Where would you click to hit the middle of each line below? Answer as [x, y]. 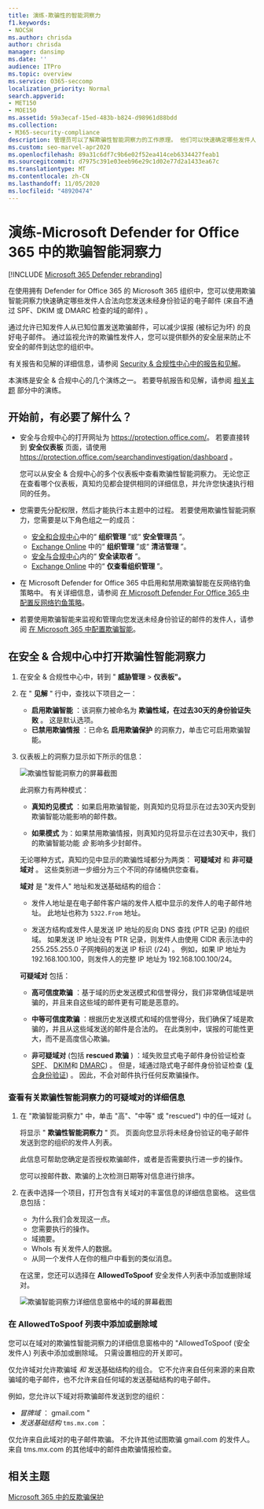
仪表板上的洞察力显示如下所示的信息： [81, 757]
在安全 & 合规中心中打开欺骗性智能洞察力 [107, 657]
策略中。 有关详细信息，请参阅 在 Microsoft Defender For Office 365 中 [134, 593]
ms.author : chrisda [40, 37]
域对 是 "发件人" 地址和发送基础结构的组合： [91, 887]
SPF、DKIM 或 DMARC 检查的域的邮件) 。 [84, 310]
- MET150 [22, 103]
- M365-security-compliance [54, 132]
